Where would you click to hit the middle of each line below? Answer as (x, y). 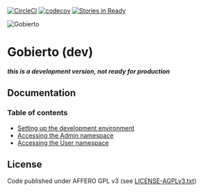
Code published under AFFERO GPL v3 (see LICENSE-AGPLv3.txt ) (102, 181)
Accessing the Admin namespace (65, 135)
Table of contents (38, 113)
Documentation (42, 93)
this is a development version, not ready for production (89, 71)
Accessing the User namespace (63, 143)
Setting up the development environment (76, 128)
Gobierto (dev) (50, 52)
